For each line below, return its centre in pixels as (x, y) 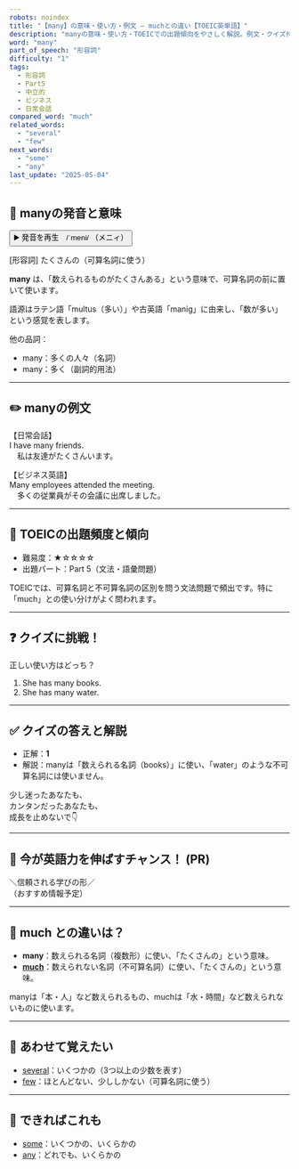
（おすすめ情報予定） (48, 893)
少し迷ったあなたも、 (48, 795)
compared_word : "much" (51, 117)
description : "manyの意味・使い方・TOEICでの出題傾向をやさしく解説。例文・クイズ (148, 34)
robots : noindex (39, 17)
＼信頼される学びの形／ (52, 882)
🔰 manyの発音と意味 (65, 213)
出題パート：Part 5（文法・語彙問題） (92, 568)
